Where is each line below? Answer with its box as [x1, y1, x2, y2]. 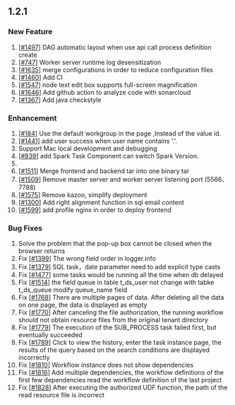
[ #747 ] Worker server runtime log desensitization [18, 58, 162, 66]
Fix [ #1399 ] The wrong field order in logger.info [18, 254, 156, 263]
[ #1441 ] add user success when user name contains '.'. [18, 136, 178, 145]
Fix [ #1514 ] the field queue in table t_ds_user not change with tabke [18, 278, 215, 287]
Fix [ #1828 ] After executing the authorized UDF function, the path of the [18, 383, 228, 392]
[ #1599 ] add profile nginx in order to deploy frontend [18, 205, 172, 214]
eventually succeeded [18, 331, 83, 339]
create [18, 50, 37, 59]
